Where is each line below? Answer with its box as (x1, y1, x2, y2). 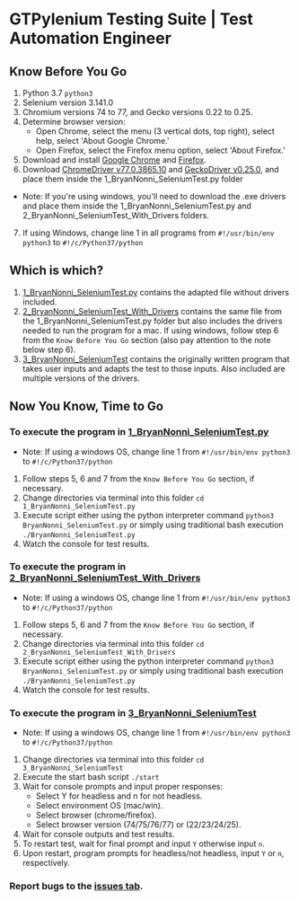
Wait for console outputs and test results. (22, 829, 175, 840)
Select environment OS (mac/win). (35, 800, 163, 811)
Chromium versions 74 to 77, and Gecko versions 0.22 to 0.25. (22, 107, 253, 117)
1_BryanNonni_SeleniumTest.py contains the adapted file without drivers (22, 287, 290, 297)
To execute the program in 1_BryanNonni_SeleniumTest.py (9, 426, 269, 438)
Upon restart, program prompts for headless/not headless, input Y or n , (22, 848, 285, 859)
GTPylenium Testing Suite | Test (9, 9, 254, 30)
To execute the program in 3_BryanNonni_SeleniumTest (9, 706, 258, 719)
